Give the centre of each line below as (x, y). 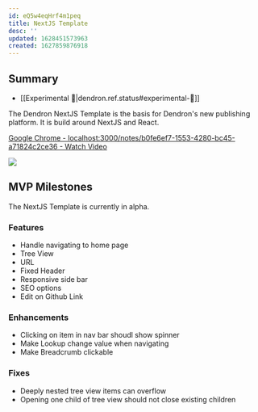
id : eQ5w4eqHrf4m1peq (45, 16)
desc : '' (23, 31)
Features (26, 227)
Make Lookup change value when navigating (94, 343)
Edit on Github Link (52, 296)
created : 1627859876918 (48, 46)
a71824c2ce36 (33, 146)
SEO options (41, 288)
